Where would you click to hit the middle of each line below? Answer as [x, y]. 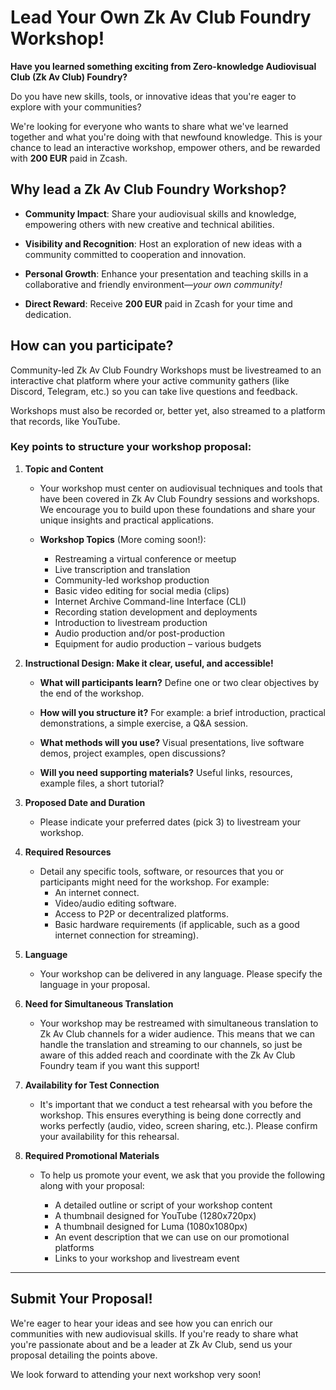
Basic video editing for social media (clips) [142, 590]
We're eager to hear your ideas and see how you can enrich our [141, 1323]
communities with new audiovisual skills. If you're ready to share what [154, 1333]
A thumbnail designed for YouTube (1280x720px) [155, 1215]
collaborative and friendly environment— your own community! [153, 284]
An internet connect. [97, 892]
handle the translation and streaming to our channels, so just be [171, 1044]
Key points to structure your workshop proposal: [131, 447]
